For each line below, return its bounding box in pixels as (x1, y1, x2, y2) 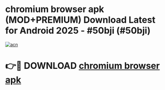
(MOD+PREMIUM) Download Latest (5, 14, 156, 26)
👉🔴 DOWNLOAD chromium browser (5, 60, 160, 71)
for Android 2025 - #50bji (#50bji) (5, 25, 151, 36)
